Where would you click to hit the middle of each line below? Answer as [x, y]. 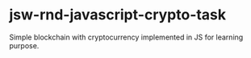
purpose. [24, 45]
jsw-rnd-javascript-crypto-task [118, 15]
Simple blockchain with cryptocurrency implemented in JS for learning [126, 37]
